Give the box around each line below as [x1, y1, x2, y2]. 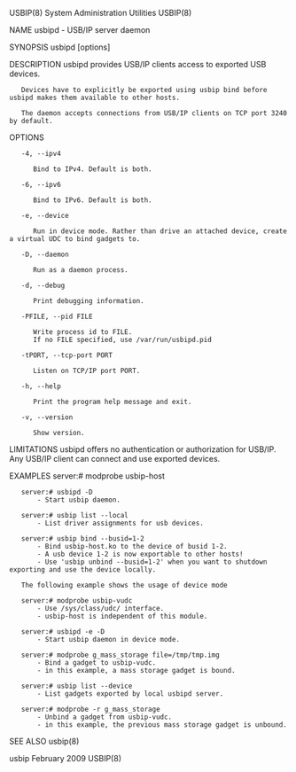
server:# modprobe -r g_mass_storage [20, 705, 161, 714]
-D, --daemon [20, 250, 69, 259]
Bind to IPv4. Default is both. [32, 165, 152, 174]
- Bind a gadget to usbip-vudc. [36, 659, 157, 667]
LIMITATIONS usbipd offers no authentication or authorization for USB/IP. [9, 444, 277, 455]
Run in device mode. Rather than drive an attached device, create [32, 227, 288, 236]
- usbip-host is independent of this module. [36, 612, 208, 620]
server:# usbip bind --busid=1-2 [20, 534, 144, 543]
